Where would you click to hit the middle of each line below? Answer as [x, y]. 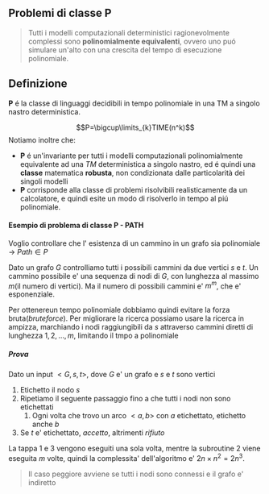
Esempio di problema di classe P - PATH [76, 226]
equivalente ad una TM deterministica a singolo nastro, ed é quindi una [138, 164]
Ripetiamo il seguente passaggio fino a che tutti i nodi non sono [125, 399]
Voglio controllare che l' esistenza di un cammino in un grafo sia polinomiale [134, 243]
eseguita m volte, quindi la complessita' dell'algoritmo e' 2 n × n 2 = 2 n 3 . [127, 458]
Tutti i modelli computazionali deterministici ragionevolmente [128, 32]
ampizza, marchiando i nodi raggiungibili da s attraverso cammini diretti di [131, 327]
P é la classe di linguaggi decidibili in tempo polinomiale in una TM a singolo [134, 103]
